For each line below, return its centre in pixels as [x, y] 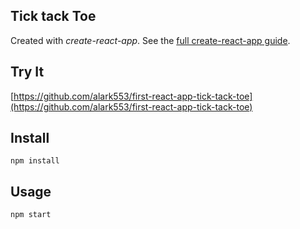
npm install [35, 161]
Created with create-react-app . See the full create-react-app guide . [150, 40]
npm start [31, 215]
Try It [27, 72]
